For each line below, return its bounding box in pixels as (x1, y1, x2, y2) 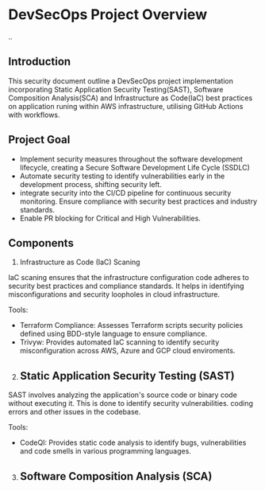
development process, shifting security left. (19, 179, 163, 189)
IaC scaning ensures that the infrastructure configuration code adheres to (8, 273, 250, 283)
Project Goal (8, 133, 71, 146)
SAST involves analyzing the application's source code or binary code (8, 390, 238, 399)
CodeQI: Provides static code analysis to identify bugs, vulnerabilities (19, 438, 247, 447)
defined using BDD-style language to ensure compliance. (19, 329, 208, 339)
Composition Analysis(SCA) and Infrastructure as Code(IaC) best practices (8, 93, 253, 103)
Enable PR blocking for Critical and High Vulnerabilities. (19, 213, 201, 223)
